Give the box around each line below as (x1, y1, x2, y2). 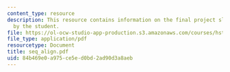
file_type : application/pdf (7, 36, 88, 43)
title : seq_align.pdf (7, 49, 69, 56)
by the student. (13, 23, 60, 29)
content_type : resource (7, 10, 75, 17)
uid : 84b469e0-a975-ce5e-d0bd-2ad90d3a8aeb (7, 55, 133, 62)
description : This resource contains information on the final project (7, 16, 216, 23)
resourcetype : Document (7, 42, 75, 49)
